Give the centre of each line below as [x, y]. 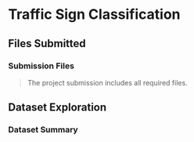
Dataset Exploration [57, 107]
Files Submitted [47, 44]
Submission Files [41, 66]
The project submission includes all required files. [107, 82]
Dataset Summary [43, 129]
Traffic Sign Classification [95, 15]
